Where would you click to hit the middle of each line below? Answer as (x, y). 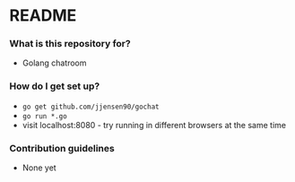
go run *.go (44, 116)
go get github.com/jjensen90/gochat (91, 107)
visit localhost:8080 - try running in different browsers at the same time (154, 125)
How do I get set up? (55, 86)
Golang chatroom (54, 63)
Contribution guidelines (62, 148)
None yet (39, 168)
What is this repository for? (70, 44)
